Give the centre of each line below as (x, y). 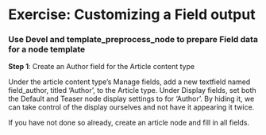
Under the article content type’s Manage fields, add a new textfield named (129, 82)
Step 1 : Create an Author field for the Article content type (102, 67)
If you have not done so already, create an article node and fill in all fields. (129, 123)
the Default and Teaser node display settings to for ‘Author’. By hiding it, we (131, 99)
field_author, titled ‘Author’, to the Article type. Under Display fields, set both (132, 91)
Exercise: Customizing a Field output (132, 15)
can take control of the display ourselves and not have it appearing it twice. (131, 107)
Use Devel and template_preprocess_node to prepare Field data (133, 40)
